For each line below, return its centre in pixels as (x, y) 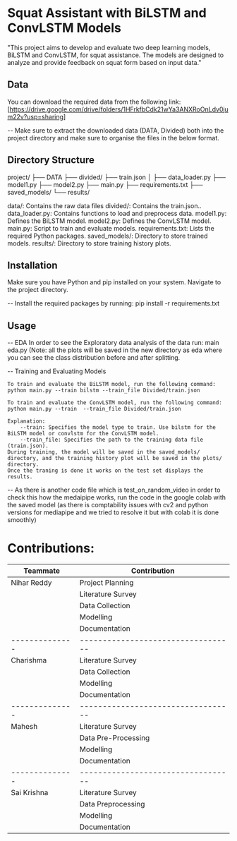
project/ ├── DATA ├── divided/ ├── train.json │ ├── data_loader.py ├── (117, 177)
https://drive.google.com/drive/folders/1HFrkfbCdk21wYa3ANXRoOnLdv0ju (119, 109)
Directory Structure (51, 160)
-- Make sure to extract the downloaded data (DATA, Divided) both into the (116, 130)
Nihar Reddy (31, 583)
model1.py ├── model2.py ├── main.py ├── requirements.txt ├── (105, 184)
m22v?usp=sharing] (37, 116)
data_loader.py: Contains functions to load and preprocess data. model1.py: (117, 213)
